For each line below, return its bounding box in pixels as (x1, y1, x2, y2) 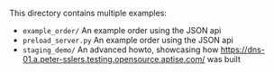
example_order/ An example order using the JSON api (22, 25, 222, 35)
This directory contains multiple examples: (9, 8, 167, 18)
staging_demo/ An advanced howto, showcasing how (22, 44, 219, 55)
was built (206, 54, 242, 64)
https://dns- (220, 44, 266, 55)
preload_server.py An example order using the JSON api (22, 35, 234, 45)
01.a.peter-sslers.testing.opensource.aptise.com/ (22, 54, 205, 64)
